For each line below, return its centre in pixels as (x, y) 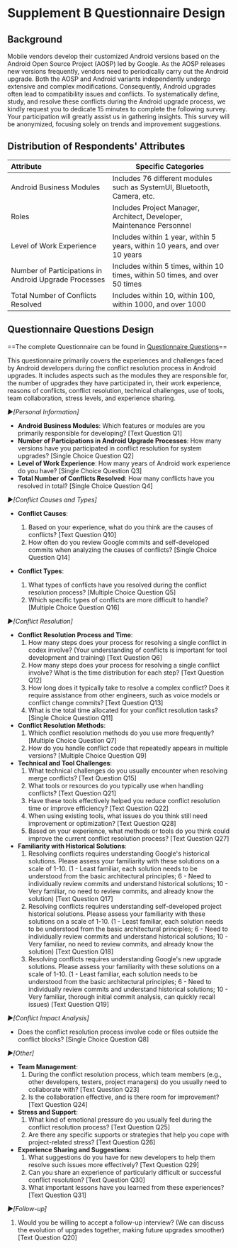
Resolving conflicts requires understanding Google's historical (119, 854)
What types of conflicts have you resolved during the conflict (117, 585)
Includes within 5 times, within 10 (168, 266)
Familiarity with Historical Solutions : (72, 846)
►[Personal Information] (43, 412)
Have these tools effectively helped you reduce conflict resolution (124, 800)
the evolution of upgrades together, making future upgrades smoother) (121, 1230)
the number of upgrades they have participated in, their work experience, (114, 383)
